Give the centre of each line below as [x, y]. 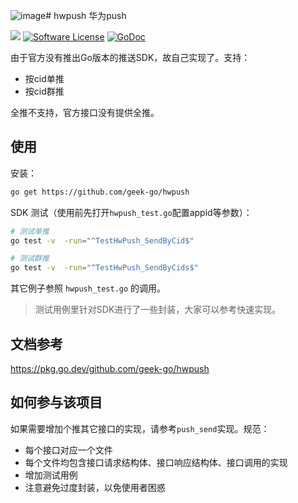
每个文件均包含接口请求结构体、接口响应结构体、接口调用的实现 [156, 462]
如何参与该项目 [56, 402]
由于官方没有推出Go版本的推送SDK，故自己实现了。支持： [130, 57]
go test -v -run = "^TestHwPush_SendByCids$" [104, 268]
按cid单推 [44, 78]
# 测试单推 [30, 231]
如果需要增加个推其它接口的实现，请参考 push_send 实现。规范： [140, 428]
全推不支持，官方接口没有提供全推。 [85, 112]
